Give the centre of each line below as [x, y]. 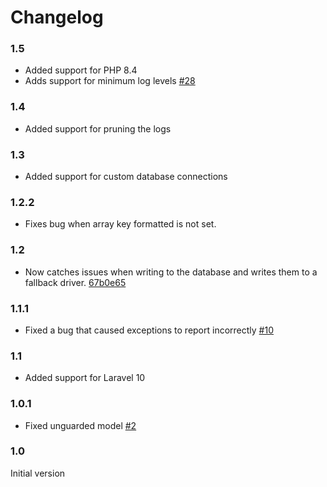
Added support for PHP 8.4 [81, 70]
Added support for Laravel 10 [85, 378]
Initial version [38, 473]
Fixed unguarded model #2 [80, 425]
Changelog [57, 17]
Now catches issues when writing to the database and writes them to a [171, 272]
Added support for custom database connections [126, 177]
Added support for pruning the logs [98, 128]
